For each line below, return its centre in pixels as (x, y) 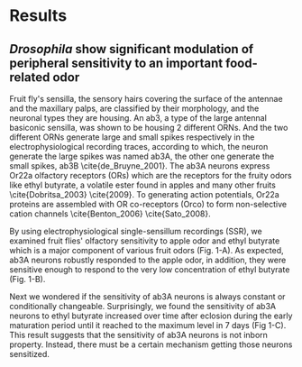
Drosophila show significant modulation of (132, 49)
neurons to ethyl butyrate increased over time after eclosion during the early (151, 316)
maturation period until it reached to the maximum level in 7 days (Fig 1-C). (148, 325)
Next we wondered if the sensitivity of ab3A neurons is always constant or (147, 297)
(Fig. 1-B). (27, 279)
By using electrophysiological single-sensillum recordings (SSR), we (136, 231)
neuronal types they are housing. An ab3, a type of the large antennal (138, 118)
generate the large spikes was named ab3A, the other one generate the (142, 156)
